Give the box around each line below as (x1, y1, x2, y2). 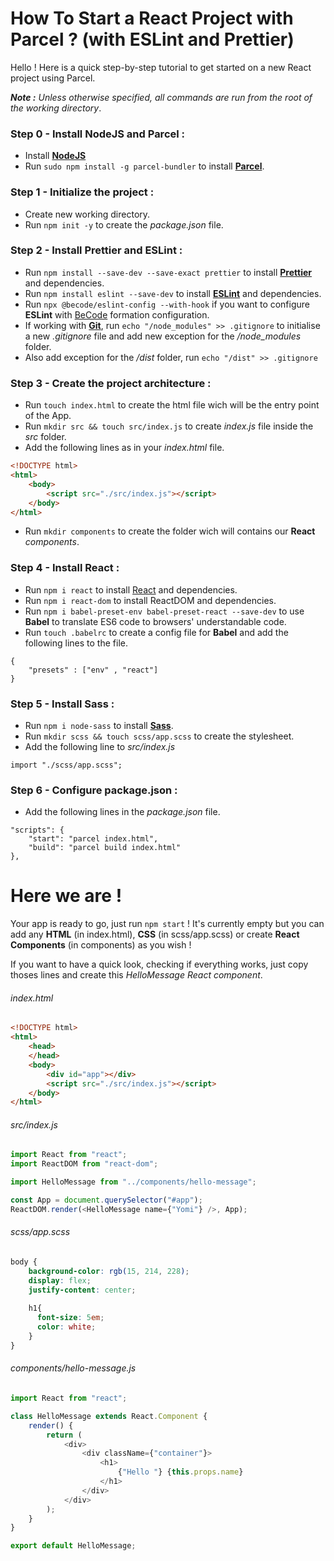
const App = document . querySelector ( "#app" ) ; (10, 1195, 203, 1206)
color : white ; (36, 1322, 97, 1332)
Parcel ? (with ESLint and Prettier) (10, 28, 295, 51)
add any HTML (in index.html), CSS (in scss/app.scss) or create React (10, 928, 300, 941)
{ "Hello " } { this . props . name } (117, 1467, 244, 1477)
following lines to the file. (24, 637, 128, 649)
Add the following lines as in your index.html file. (24, 442, 225, 454)
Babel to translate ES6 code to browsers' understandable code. (24, 615, 287, 627)
